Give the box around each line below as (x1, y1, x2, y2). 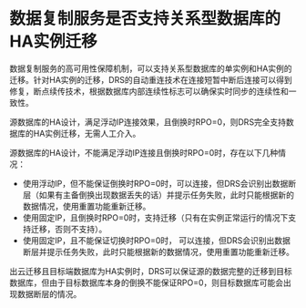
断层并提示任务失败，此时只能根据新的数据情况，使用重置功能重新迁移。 (22, 246, 294, 257)
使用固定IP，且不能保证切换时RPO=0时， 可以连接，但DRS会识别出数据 (22, 234, 291, 246)
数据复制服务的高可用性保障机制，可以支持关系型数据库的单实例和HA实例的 (9, 63, 293, 74)
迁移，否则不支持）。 (30, 223, 107, 234)
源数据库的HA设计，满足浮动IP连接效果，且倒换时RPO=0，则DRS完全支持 (9, 116, 287, 128)
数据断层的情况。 (16, 288, 82, 299)
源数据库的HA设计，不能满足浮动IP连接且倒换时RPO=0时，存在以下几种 (9, 147, 279, 158)
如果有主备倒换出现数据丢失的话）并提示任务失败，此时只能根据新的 (38, 189, 294, 200)
